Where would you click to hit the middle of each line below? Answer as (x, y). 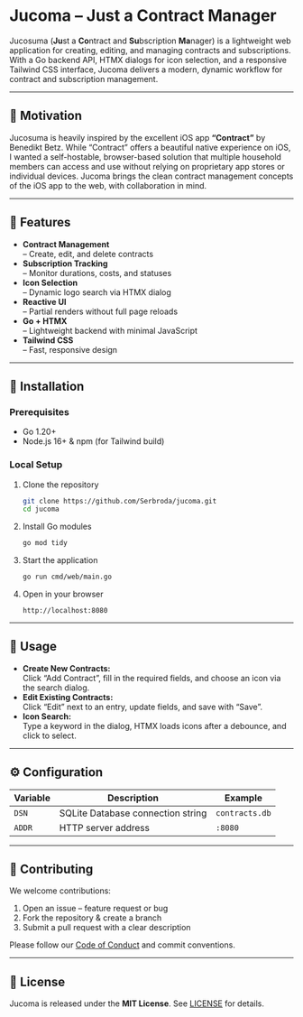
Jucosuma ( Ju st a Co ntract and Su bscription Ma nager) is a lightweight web (150, 41)
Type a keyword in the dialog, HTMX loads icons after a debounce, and (154, 726)
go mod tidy (45, 543)
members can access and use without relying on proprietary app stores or (147, 166)
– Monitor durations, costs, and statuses (97, 273)
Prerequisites (39, 411)
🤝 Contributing (51, 869)
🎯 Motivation (46, 116)
